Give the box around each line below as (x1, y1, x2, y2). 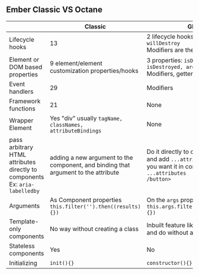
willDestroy (146, 40, 181, 46)
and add (146, 154, 170, 163)
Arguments (9, 201, 40, 210)
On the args (146, 195, 179, 204)
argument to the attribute (49, 168, 120, 176)
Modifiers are (146, 46, 184, 54)
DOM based (9, 62, 43, 71)
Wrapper (9, 116, 34, 124)
